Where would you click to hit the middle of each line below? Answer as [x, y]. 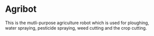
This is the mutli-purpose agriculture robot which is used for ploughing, [77, 23]
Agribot [21, 9]
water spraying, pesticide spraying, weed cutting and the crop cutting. [76, 28]
